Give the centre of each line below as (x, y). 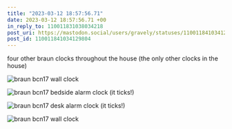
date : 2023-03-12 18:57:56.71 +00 (57, 20)
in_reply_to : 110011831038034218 (55, 26)
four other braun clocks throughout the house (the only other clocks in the (113, 58)
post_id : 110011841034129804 (49, 39)
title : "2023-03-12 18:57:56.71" (55, 13)
